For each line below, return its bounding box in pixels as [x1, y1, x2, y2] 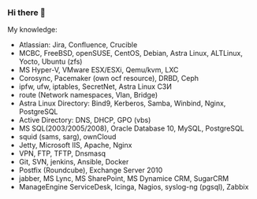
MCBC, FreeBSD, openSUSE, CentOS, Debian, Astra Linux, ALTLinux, [18, 49, 244, 58]
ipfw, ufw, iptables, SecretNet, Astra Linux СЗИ [18, 82, 173, 91]
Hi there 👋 [7, 7, 47, 18]
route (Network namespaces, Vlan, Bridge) [18, 90, 158, 100]
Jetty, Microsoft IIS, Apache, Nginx [18, 141, 132, 150]
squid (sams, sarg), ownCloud [18, 132, 117, 142]
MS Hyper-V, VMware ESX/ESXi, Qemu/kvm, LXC [18, 65, 179, 75]
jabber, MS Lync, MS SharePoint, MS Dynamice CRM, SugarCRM [18, 174, 229, 183]
